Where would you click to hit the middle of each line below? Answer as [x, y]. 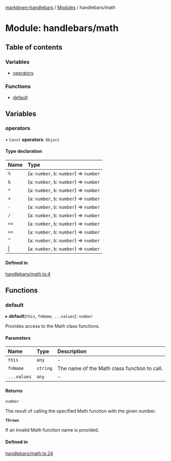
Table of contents [34, 47]
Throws [12, 421]
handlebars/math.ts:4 [28, 274]
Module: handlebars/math [62, 28]
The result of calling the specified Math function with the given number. [81, 411]
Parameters [18, 338]
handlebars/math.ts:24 [29, 453]
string [45, 368]
